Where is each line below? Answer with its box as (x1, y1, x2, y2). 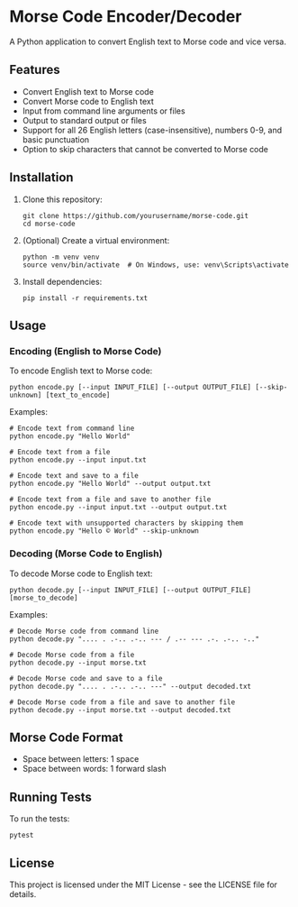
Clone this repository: (22, 194, 103, 205)
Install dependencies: (22, 276, 103, 287)
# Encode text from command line (9, 424, 135, 434)
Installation (9, 169, 74, 186)
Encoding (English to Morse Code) (9, 344, 162, 357)
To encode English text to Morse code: (9, 365, 153, 376)
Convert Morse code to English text (22, 96, 155, 106)
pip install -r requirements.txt (22, 293, 149, 303)
